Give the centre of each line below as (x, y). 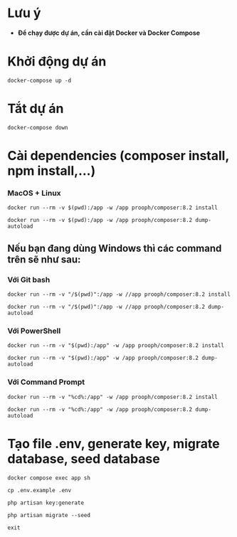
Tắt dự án (36, 109)
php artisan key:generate (46, 503)
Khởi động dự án (57, 62)
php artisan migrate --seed (49, 515)
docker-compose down (38, 127)
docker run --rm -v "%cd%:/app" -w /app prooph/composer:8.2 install (113, 397)
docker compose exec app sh (49, 478)
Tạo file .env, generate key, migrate (114, 443)
